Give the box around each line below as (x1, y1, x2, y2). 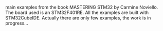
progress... (5, 20, 28, 26)
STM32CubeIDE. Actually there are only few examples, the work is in (5, 15, 151, 20)
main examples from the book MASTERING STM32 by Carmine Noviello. (5, 4, 158, 10)
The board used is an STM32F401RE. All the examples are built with (5, 9, 149, 15)
